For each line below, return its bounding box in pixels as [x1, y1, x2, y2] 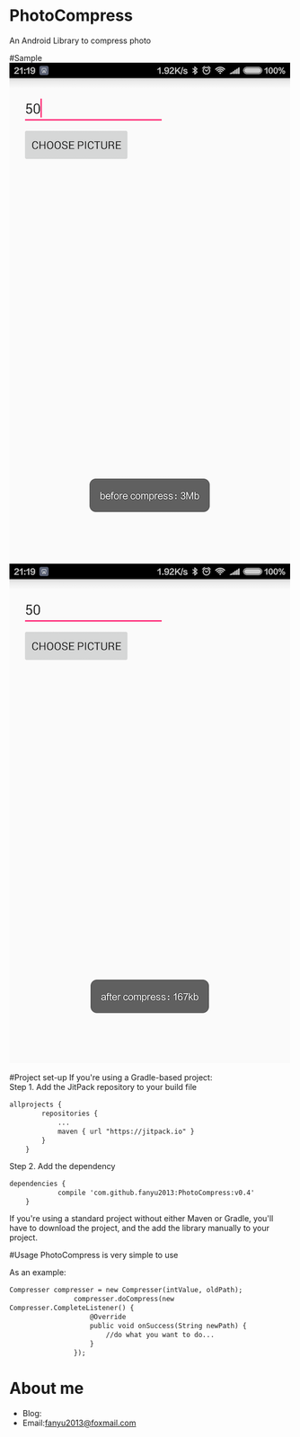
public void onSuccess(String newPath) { [89, 1321, 247, 1330]
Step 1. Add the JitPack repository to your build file [9, 1081, 198, 1092]
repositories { [41, 1109, 99, 1118]
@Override [89, 1312, 127, 1321]
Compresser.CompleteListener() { [9, 1303, 135, 1312]
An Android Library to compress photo [9, 35, 152, 46]
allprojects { [9, 1100, 63, 1109]
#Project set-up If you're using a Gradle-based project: [9, 1071, 213, 1083]
